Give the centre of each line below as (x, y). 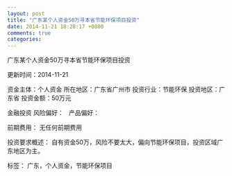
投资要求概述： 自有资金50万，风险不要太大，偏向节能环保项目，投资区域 (112, 142)
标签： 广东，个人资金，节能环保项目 (60, 166)
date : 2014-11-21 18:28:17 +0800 (56, 26)
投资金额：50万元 (46, 98)
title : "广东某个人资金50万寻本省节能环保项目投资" (74, 20)
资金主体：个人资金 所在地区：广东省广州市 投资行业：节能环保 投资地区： (113, 89)
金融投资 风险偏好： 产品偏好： (53, 113)
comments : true (29, 33)
